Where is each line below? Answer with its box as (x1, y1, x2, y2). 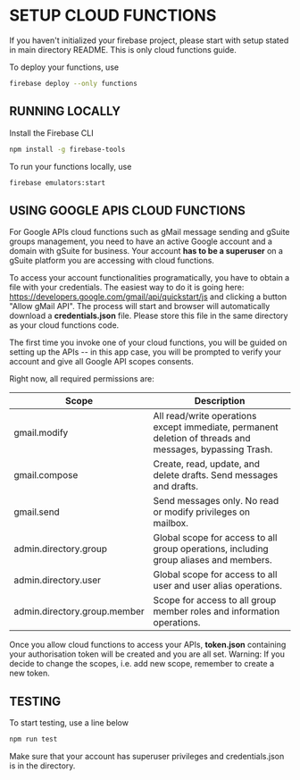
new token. (9, 667, 51, 679)
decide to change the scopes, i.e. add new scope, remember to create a (9, 658, 275, 669)
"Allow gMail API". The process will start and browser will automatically (9, 301, 271, 312)
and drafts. (153, 480, 199, 492)
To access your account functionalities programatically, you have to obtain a (9, 273, 290, 283)
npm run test (9, 734, 58, 743)
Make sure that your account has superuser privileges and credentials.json (9, 751, 285, 761)
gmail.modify (13, 426, 69, 439)
